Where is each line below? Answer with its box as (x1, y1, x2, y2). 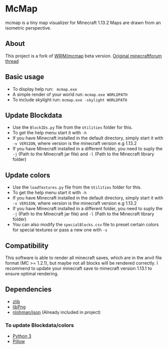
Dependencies (5, 285, 52, 294)
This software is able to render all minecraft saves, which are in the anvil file (5, 255, 162, 261)
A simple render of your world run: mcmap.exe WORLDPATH (12, 91, 128, 97)
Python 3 (12, 333, 32, 339)
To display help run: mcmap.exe (12, 86, 77, 92)
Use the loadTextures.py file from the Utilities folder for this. (12, 184, 142, 191)
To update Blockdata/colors (5, 321, 74, 328)
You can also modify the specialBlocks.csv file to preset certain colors (12, 222, 159, 228)
